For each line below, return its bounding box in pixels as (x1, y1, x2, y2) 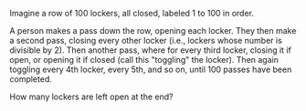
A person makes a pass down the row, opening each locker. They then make (9, 25, 297, 35)
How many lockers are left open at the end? (9, 91, 174, 102)
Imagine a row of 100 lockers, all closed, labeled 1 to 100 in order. (9, 8, 254, 18)
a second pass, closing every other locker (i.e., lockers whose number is (9, 35, 283, 45)
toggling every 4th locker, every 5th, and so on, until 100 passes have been (9, 64, 292, 75)
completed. (9, 74, 52, 85)
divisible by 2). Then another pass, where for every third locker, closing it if (9, 45, 292, 55)
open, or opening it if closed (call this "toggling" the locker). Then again (9, 55, 279, 65)
